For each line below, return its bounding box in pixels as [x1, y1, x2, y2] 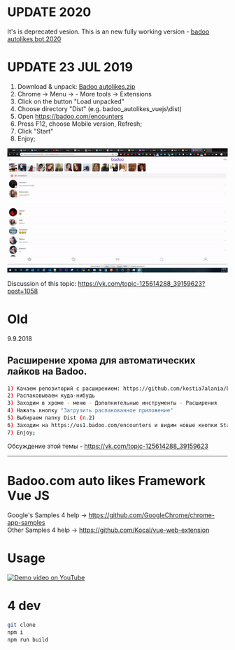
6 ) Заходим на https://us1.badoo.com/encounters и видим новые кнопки [7, 421, 218, 428]
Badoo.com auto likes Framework [7, 472, 206, 489]
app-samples [7, 518, 45, 526]
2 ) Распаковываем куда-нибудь [7, 392, 96, 399]
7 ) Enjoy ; [7, 429, 36, 436]
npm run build [7, 637, 49, 644]
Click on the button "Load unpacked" [17, 97, 124, 106]
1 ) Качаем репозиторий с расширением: [7, 385, 120, 392]
